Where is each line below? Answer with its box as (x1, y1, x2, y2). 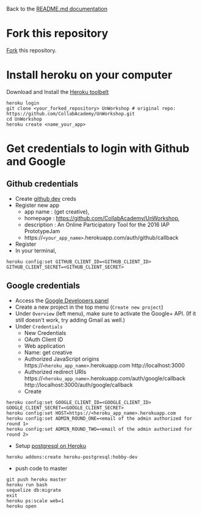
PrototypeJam (24, 227, 60, 234)
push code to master (15, 464, 68, 472)
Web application (24, 342, 65, 350)
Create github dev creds (15, 195, 76, 202)
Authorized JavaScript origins (24, 355, 99, 362)
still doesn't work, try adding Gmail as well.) (15, 316, 125, 323)
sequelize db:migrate (6, 487, 62, 493)
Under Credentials (15, 323, 63, 330)
